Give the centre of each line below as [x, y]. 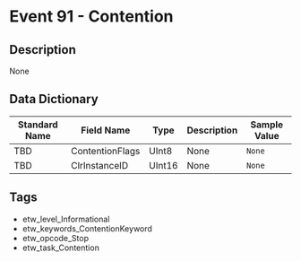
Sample [267, 125]
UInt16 [163, 165]
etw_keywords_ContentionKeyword [87, 228]
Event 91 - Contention [91, 17]
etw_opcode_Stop [56, 238]
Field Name [105, 130]
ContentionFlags [105, 151]
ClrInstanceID [99, 165]
